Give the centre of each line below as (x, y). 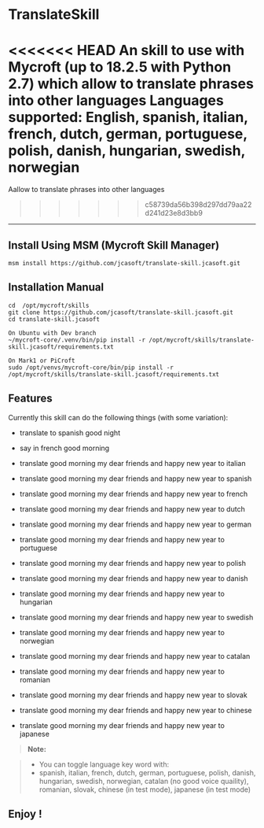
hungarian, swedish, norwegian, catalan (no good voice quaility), (144, 781)
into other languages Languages (116, 101)
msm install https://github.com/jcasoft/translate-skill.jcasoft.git (125, 263)
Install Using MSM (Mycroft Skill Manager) (114, 245)
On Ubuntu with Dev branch (52, 333)
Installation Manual (56, 288)
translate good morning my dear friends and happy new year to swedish (136, 617)
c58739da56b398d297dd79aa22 (198, 205)
